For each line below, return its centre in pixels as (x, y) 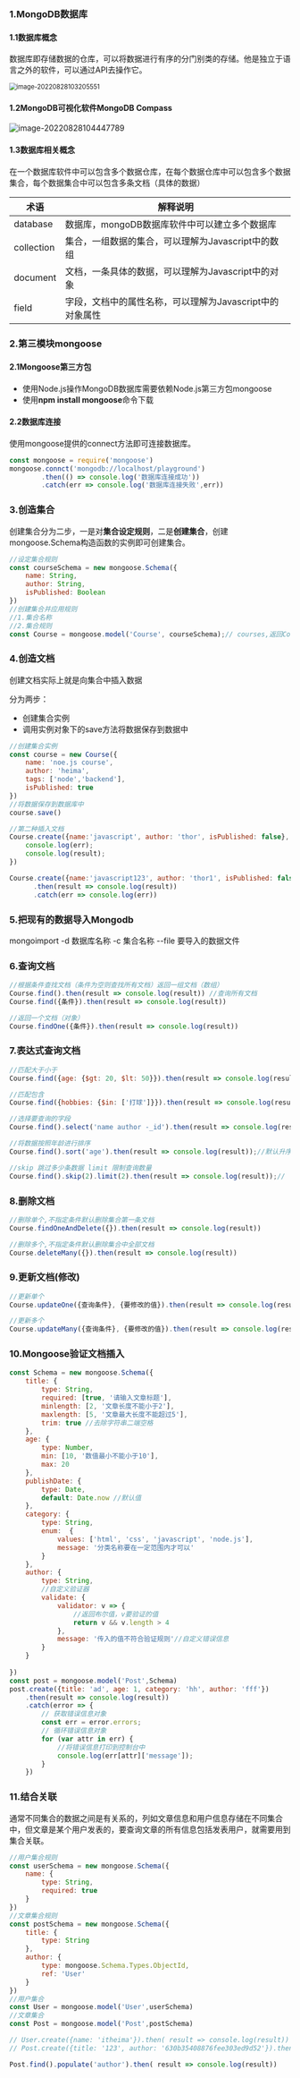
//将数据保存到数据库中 (47, 804)
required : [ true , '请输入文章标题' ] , (107, 1398)
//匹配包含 (27, 1094)
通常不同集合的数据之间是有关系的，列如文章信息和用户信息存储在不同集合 (146, 1818)
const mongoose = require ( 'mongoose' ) (81, 460)
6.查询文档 (32, 966)
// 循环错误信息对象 (74, 1731)
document (35, 277)
